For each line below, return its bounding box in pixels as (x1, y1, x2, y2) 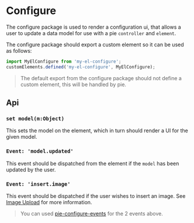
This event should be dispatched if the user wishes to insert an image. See (6, 192, 186, 200)
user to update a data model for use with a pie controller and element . (6, 29, 176, 36)
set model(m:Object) (6, 115, 65, 122)
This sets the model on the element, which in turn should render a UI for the (6, 127, 189, 134)
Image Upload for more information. (6, 198, 92, 205)
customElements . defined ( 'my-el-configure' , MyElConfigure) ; (6, 64, 156, 70)
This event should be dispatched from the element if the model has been (6, 160, 179, 167)
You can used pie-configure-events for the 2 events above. (20, 210, 164, 217)
